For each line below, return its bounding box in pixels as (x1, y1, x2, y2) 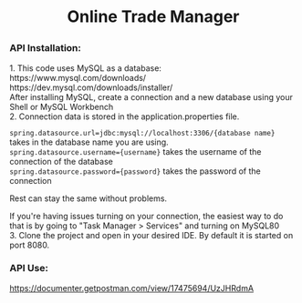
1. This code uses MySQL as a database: (9, 62, 162, 74)
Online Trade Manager (67, 6, 240, 27)
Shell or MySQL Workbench (9, 101, 114, 112)
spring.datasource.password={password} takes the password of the (9, 166, 262, 177)
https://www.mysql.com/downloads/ (9, 72, 147, 83)
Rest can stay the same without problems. (9, 193, 167, 204)
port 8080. (9, 239, 50, 250)
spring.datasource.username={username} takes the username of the (9, 146, 262, 157)
